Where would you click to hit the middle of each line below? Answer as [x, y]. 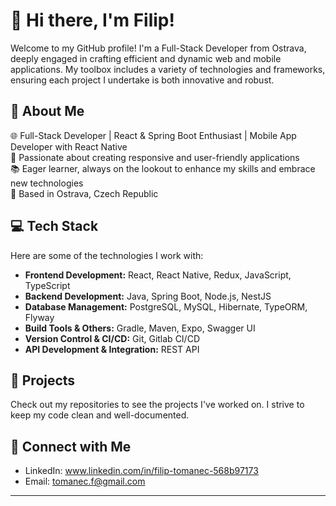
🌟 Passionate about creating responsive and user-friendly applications [155, 157]
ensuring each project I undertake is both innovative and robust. [142, 80]
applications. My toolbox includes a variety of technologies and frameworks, [168, 69]
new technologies [47, 183]
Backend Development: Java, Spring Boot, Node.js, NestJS [148, 296]
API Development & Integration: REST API [112, 349]
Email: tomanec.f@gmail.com [85, 481]
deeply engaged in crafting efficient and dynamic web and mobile [146, 58]
